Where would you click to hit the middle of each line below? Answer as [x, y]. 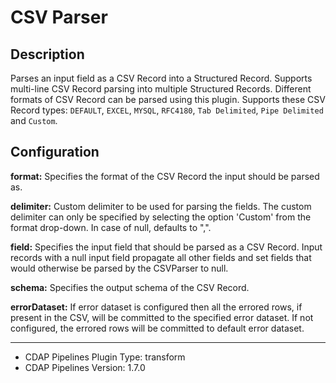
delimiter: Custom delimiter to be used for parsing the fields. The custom [161, 206]
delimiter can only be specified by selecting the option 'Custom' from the [161, 217]
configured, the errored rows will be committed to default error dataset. [157, 328]
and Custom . [34, 120]
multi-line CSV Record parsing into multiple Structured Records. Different [161, 89]
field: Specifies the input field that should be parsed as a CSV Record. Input [166, 247]
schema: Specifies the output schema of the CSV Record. [130, 287]
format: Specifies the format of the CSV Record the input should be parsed [165, 176]
